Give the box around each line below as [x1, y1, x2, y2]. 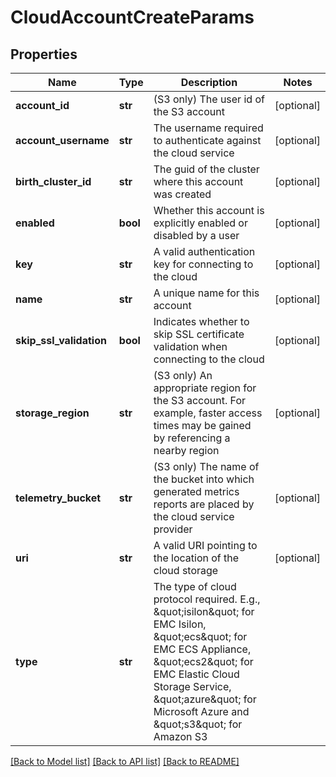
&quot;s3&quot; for [153, 717, 243, 731]
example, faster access [153, 406, 263, 420]
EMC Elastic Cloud [153, 667, 240, 681]
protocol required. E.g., [153, 592, 261, 606]
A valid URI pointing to [153, 539, 258, 552]
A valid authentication [153, 245, 256, 258]
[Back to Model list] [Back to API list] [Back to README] [10, 756, 240, 767]
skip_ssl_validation [15, 334, 107, 347]
